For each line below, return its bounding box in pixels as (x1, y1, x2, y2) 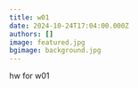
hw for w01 (9, 70, 51, 81)
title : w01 (9, 12, 50, 22)
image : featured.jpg (9, 37, 86, 47)
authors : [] (9, 29, 53, 38)
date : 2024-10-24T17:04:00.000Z (9, 21, 129, 30)
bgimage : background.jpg (9, 46, 101, 55)
